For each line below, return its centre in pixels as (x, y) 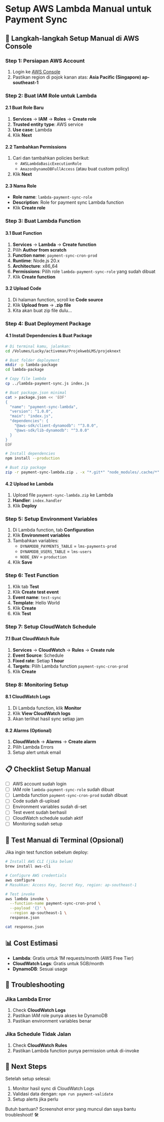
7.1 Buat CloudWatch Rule (32, 639)
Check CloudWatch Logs (39, 1010)
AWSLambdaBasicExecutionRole (51, 164)
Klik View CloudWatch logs (42, 714)
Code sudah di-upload (36, 801)
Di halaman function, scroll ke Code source (58, 299)
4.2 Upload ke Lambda (29, 484)
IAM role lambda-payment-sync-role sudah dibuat (64, 790)
